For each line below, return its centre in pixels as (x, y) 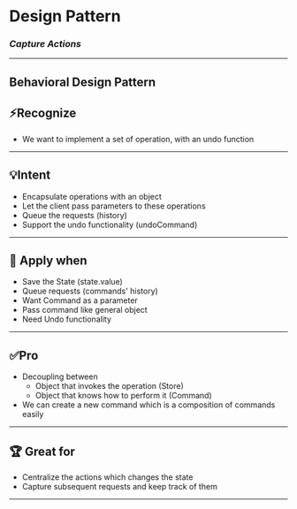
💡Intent (30, 175)
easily (33, 414)
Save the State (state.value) (72, 282)
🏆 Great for (42, 451)
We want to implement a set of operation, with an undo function (138, 139)
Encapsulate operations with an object (91, 196)
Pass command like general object (84, 310)
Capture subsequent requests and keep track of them (120, 486)
